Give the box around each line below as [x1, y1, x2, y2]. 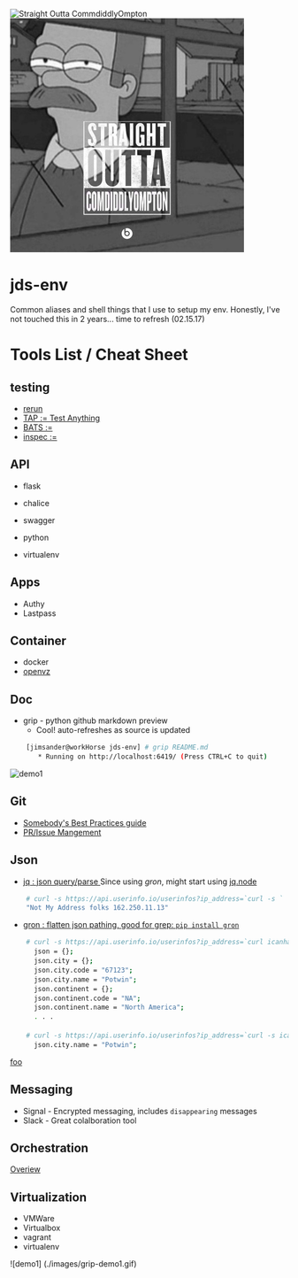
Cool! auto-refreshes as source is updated [35, 725, 191, 735]
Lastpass [22, 607, 57, 619]
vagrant [22, 1232, 52, 1243]
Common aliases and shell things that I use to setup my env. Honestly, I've [10, 304, 281, 314]
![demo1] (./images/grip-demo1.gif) [10, 1259, 137, 1269]
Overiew [10, 1164, 41, 1174]
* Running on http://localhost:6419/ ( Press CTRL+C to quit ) [37, 752, 268, 761]
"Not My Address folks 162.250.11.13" [26, 904, 169, 912]
